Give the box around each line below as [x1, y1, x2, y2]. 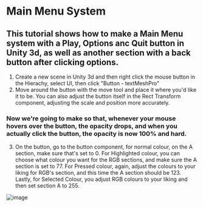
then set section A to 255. [15, 182, 80, 189]
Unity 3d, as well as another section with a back [6, 47, 191, 58]
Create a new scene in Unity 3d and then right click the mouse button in [15, 73, 196, 80]
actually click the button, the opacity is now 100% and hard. [6, 129, 187, 138]
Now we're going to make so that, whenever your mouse [6, 114, 176, 122]
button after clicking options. [6, 57, 119, 68]
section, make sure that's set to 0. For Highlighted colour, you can [15, 150, 181, 157]
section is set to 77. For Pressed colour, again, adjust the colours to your [15, 163, 196, 170]
